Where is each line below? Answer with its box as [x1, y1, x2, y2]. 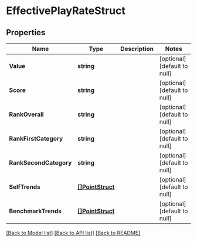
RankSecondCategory [9, 159, 72, 166]
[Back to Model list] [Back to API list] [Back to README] [6, 230, 141, 236]
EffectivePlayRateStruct [6, 4, 126, 18]
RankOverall [9, 110, 44, 118]
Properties [6, 28, 46, 38]
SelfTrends [9, 183, 41, 191]
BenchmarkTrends [9, 207, 62, 215]
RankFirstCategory [9, 135, 63, 142]
